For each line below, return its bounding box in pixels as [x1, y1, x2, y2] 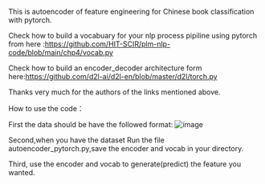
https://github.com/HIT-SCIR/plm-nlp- [44, 39, 171, 49]
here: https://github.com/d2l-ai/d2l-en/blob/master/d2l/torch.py [8, 72, 218, 81]
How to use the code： [8, 104, 84, 113]
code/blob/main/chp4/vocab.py [8, 48, 114, 57]
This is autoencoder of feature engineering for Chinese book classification [8, 7, 255, 16]
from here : [8, 39, 46, 49]
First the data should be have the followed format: [8, 120, 173, 129]
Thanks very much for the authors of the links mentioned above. [8, 87, 221, 97]
